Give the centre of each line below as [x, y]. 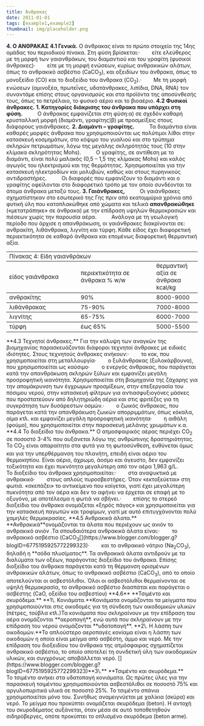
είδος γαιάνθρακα [34, 277]
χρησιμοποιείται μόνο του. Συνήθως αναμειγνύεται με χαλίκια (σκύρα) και [100, 697]
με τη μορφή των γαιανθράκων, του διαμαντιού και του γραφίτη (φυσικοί [99, 59]
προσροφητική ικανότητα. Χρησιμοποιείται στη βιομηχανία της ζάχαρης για [102, 380]
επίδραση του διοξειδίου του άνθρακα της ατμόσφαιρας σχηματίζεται [95, 645]
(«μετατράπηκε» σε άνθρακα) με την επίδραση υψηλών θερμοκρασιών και [101, 210]
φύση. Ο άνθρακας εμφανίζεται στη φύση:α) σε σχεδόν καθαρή [95, 114]
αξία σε [167, 273]
